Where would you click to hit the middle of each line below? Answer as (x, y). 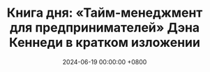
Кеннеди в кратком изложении (105, 43)
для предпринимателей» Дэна (105, 28)
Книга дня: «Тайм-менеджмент (105, 13)
